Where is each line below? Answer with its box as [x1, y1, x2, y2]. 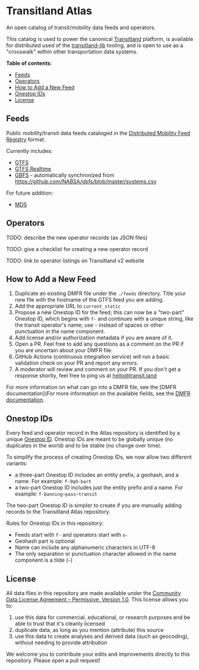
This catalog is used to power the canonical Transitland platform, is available [6, 35, 194, 42]
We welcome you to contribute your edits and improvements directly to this [6, 650, 190, 658]
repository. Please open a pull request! [6, 657, 101, 664]
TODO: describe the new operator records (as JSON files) [6, 234, 148, 241]
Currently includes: [6, 147, 53, 154]
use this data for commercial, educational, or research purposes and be [14, 614, 191, 621]
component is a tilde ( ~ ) [14, 556, 73, 563]
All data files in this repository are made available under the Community [6, 590, 181, 596]
